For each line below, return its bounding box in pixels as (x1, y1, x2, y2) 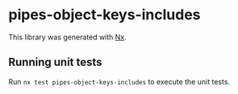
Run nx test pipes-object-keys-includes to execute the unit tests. (8, 76, 231, 86)
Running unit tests (8, 55, 102, 69)
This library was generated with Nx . (8, 32, 127, 42)
